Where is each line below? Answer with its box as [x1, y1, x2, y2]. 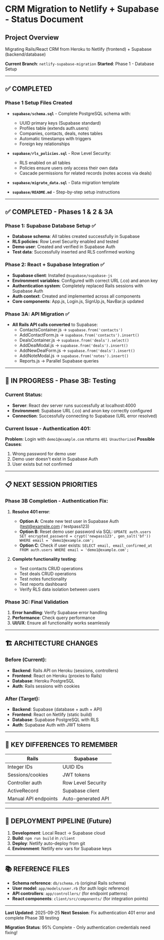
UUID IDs [62, 763, 84, 770]
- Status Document [5, 14, 83, 25]
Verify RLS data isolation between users [19, 586, 100, 592]
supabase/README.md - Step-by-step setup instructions [12, 189, 121, 195]
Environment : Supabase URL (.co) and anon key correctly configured [12, 407, 152, 413]
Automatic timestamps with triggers [19, 135, 91, 141]
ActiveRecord [7, 787, 39, 794]
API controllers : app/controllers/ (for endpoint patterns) [12, 891, 128, 897]
